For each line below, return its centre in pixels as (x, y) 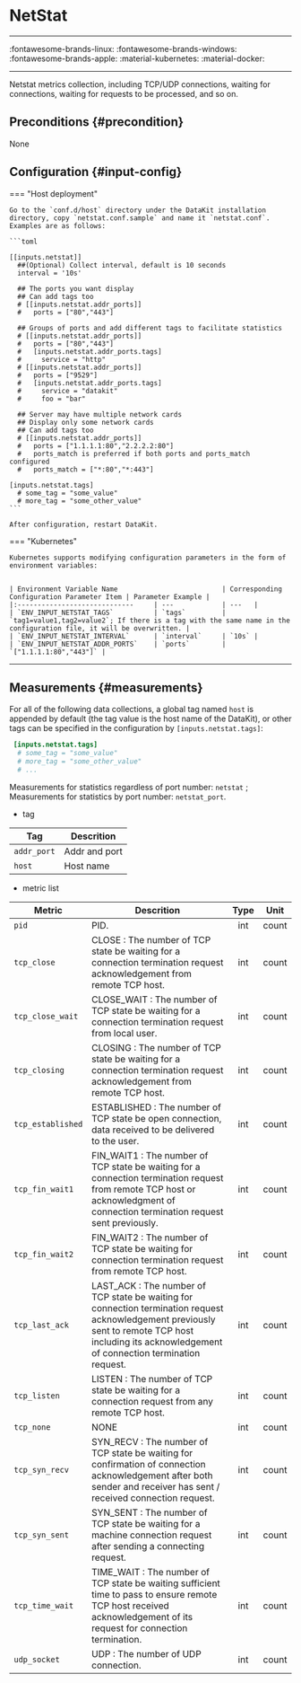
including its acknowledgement (157, 1342)
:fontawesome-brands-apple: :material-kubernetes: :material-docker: (137, 58)
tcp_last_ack (42, 1325)
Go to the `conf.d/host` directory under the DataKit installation (138, 210)
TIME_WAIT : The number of (150, 1572)
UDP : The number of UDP (146, 1653)
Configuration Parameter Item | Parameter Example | (110, 597)
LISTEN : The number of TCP (152, 1379)
